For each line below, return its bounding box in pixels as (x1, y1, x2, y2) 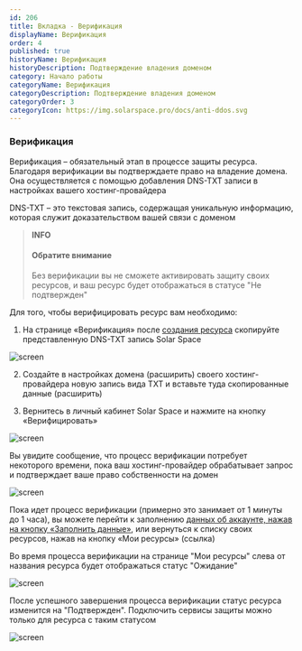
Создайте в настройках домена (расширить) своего (22, 368, 224, 379)
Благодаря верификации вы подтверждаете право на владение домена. (9, 165, 288, 176)
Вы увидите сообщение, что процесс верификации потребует (9, 450, 248, 460)
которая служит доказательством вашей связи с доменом (9, 211, 236, 222)
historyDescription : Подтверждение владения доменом (9, 64, 212, 73)
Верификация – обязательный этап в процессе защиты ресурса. (9, 155, 258, 167)
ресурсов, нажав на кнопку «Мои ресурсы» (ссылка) (9, 533, 215, 544)
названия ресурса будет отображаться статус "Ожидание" (9, 560, 238, 571)
